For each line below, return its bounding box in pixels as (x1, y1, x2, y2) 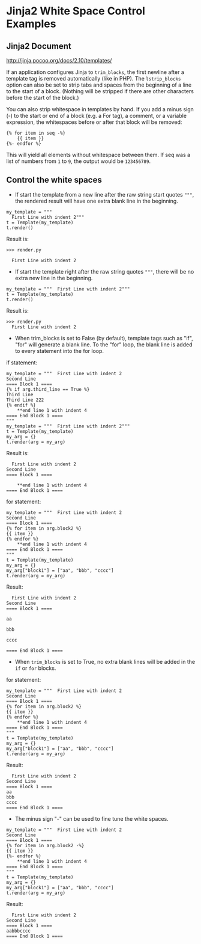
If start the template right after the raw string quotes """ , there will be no (14, 268, 194, 275)
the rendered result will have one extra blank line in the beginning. (14, 197, 178, 204)
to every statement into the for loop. (14, 347, 104, 354)
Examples (6, 17, 56, 31)
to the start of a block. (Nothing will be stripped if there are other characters (6, 88, 194, 94)
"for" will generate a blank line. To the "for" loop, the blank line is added (14, 341, 193, 348)
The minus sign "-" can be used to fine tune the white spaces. (14, 815, 169, 822)
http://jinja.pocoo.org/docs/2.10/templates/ (6, 57, 112, 64)
